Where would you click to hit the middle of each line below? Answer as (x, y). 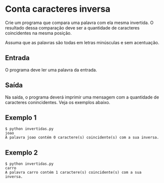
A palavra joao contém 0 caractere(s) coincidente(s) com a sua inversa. (82, 138)
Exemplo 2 (22, 152)
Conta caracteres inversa (58, 9)
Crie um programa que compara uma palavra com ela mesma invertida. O (79, 23)
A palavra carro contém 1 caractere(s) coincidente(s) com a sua (73, 173)
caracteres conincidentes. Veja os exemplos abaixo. (58, 102)
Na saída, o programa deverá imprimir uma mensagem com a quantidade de (82, 97)
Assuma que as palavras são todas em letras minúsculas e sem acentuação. (82, 42)
